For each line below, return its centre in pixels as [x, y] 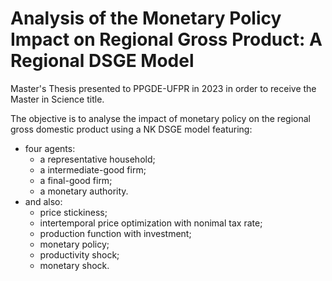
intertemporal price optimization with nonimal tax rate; [151, 223]
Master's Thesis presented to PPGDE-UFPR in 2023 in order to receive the [163, 88]
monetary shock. [74, 265]
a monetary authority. [84, 191]
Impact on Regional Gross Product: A [166, 39]
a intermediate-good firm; [93, 169]
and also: [43, 201]
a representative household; [97, 159]
